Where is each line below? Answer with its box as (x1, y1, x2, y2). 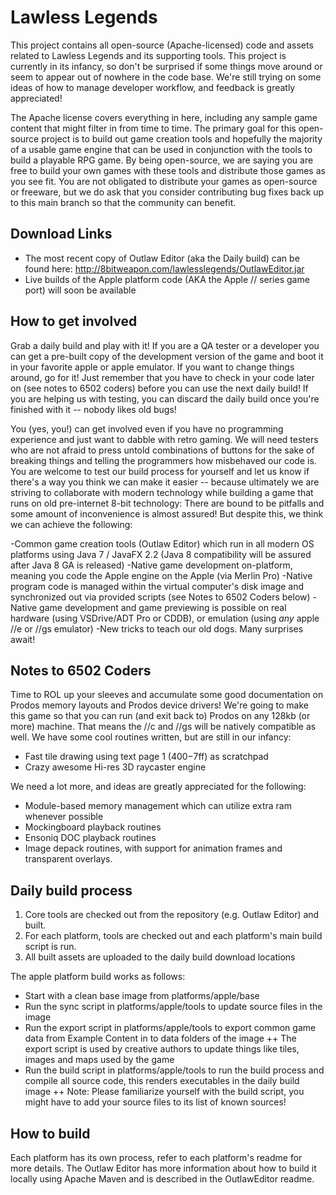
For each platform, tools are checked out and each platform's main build (24, 930, 323, 942)
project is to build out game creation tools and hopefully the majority (41, 132, 323, 145)
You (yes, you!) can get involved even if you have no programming (10, 422, 284, 435)
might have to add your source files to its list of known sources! (24, 1096, 287, 1108)
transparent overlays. (24, 853, 113, 865)
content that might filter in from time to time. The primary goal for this (10, 122, 297, 134)
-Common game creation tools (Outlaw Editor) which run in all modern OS (10, 537, 315, 550)
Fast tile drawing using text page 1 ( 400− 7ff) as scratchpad (24, 751, 269, 763)
